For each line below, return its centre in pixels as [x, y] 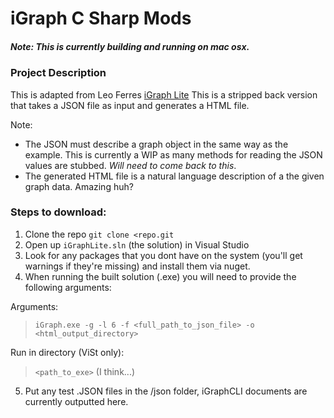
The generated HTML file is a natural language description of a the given [174, 176]
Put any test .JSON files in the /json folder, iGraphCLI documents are [166, 391]
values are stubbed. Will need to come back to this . [130, 165]
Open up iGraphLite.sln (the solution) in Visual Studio [137, 244]
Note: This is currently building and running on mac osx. [130, 46]
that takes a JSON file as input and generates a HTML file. [130, 105]
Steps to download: [58, 212]
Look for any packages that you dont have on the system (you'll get [163, 255]
